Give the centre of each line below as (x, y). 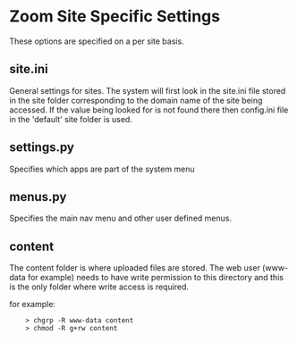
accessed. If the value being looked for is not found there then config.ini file (149, 110)
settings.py (42, 148)
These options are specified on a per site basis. (97, 41)
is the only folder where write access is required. (99, 287)
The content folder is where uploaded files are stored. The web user (135, 268)
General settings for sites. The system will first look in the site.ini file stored (148, 90)
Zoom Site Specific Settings (115, 17)
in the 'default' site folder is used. (71, 119)
